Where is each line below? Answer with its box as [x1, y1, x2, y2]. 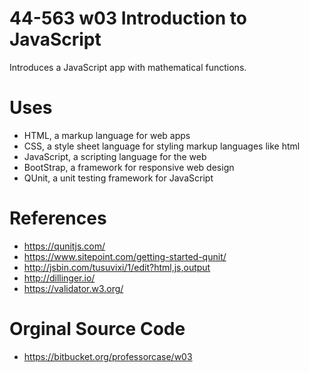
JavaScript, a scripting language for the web [23, 150, 207, 162]
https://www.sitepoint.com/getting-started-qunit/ [23, 250, 227, 262]
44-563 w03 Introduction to [9, 7, 247, 30]
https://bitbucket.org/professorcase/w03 [23, 350, 193, 362]
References [9, 207, 107, 230]
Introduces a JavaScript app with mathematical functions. [9, 61, 247, 73]
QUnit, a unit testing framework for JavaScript [23, 172, 214, 184]
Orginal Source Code [9, 318, 186, 340]
